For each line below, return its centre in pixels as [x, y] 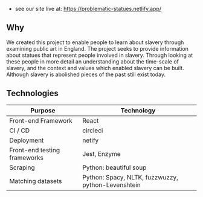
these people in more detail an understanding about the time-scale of [93, 61]
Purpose [43, 110]
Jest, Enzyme [101, 153]
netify [91, 140]
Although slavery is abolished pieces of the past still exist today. [86, 74]
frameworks [26, 158]
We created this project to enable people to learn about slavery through [95, 42]
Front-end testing [35, 150]
